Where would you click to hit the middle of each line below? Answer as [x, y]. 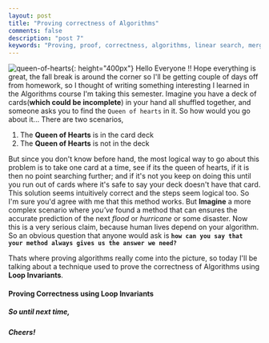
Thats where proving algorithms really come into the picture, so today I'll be [133, 258]
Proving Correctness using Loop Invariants [81, 293]
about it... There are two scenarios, [66, 119]
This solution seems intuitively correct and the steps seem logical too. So [129, 193]
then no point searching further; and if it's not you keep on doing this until [130, 176]
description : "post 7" [46, 38]
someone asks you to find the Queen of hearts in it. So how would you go [129, 111]
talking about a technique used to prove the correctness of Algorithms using [134, 267]
